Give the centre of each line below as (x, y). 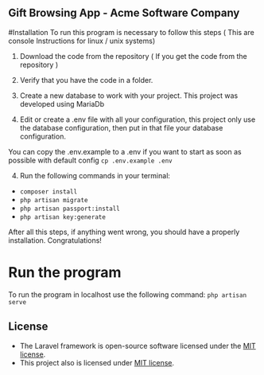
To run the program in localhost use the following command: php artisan (128, 295)
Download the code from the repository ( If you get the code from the (134, 56)
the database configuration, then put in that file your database (121, 127)
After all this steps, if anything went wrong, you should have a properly (124, 232)
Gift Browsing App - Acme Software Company (124, 13)
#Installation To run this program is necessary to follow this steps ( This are (131, 32)
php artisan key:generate (62, 217)
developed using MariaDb (62, 104)
